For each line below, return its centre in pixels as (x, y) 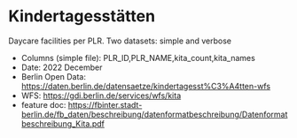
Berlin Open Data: (53, 76)
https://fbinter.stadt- (105, 104)
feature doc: (43, 104)
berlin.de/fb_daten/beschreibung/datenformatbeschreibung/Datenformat (154, 114)
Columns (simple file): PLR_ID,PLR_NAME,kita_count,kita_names (138, 57)
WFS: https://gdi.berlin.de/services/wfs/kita (101, 96)
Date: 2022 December (62, 67)
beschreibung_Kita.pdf (63, 123)
